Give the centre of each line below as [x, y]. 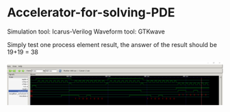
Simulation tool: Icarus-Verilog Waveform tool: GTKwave [86, 31]
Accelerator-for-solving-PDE [91, 13]
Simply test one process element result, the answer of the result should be [112, 44]
